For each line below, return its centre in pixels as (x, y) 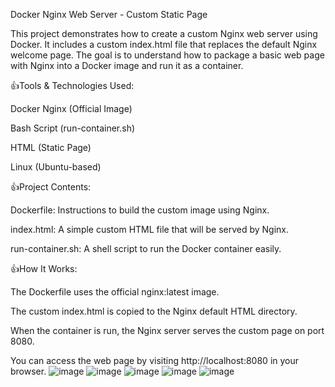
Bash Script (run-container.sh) (73, 128)
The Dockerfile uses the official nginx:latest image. (115, 292)
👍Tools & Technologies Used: (72, 85)
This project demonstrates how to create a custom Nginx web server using (164, 33)
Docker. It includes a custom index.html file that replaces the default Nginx (164, 44)
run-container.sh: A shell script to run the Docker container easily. (146, 248)
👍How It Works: (44, 268)
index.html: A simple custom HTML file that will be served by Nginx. (150, 229)
